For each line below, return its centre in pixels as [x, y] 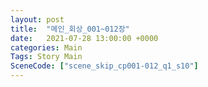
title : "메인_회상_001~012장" [70, 29]
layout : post [37, 19]
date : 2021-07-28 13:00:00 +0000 [84, 38]
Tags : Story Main [46, 57]
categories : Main [46, 47]
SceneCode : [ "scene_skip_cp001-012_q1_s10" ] [104, 66]
